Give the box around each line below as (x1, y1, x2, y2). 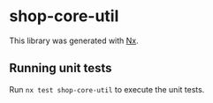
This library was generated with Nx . (9, 35, 139, 46)
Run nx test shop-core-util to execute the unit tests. (9, 84, 205, 94)
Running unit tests (9, 61, 112, 76)
